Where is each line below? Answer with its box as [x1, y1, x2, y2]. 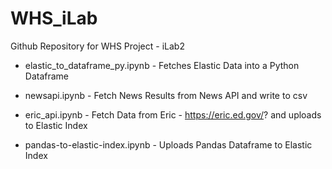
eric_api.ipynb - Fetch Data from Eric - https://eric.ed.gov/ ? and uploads [24, 108, 322, 121]
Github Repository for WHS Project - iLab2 [10, 40, 185, 52]
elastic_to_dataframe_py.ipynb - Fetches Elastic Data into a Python [24, 59, 300, 71]
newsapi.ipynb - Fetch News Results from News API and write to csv [24, 89, 308, 101]
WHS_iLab [10, 7, 98, 30]
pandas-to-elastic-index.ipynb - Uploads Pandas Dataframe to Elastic [24, 138, 313, 151]
